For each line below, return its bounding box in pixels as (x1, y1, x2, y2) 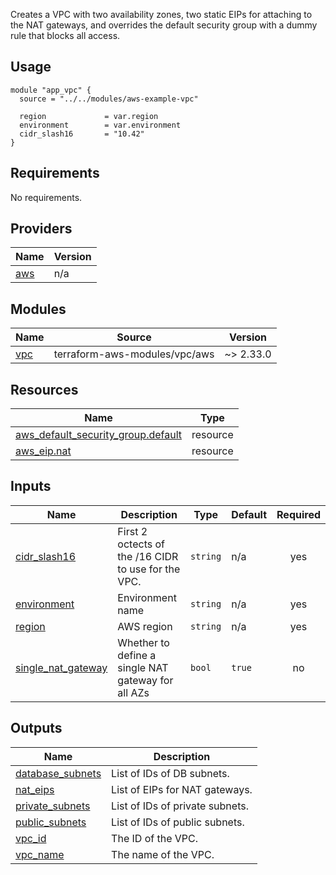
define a (117, 648, 157, 662)
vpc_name (15, 847, 65, 861)
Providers (10, 220, 73, 238)
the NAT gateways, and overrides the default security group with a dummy (10, 19, 318, 31)
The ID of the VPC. (111, 831, 199, 845)
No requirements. (10, 191, 83, 203)
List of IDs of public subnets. (111, 815, 245, 829)
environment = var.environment (19, 120, 182, 130)
